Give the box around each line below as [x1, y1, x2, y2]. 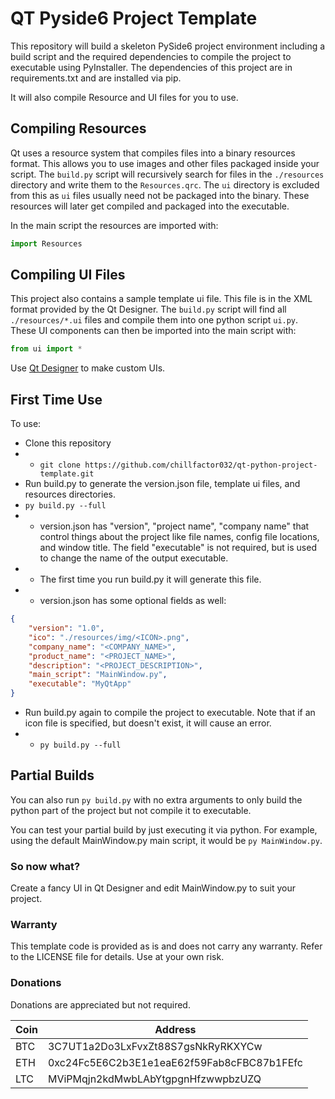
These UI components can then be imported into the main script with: [10, 325, 297, 337]
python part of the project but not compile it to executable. [10, 804, 252, 816]
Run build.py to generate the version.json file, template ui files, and [24, 478, 301, 490]
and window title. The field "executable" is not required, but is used [39, 542, 317, 554]
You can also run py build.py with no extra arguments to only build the [10, 793, 303, 806]
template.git [39, 469, 95, 479]
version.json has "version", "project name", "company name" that [39, 520, 310, 532]
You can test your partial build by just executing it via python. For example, [10, 823, 318, 836]
